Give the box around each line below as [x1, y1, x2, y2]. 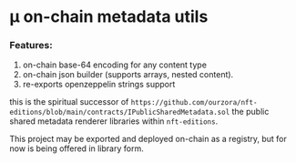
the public [231, 107, 270, 117]
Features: [9, 39, 53, 52]
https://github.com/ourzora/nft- [130, 98, 258, 107]
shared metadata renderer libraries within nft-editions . [9, 116, 219, 127]
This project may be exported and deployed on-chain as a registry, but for [9, 134, 287, 145]
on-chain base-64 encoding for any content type [22, 59, 208, 70]
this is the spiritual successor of [9, 97, 129, 107]
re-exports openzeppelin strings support [22, 79, 176, 90]
